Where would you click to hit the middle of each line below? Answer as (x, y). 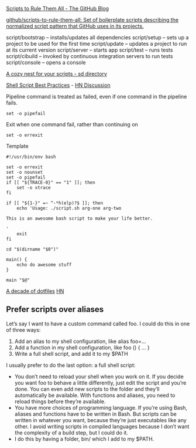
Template (17, 146)
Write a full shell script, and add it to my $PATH (71, 353)
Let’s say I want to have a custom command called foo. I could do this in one (98, 324)
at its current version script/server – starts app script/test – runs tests (90, 50)
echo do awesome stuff (44, 265)
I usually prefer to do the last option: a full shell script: (71, 365)
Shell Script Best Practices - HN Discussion (59, 85)
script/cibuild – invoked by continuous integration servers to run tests (90, 56)
